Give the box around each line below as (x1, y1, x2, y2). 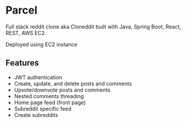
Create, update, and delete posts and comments (14, 80, 133, 87)
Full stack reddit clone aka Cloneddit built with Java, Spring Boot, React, (5, 23, 182, 30)
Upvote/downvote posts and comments (14, 86, 111, 93)
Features (5, 58, 39, 68)
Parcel (5, 4, 38, 17)
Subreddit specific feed (14, 105, 72, 112)
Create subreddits (14, 111, 59, 118)
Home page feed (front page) (14, 99, 86, 106)
